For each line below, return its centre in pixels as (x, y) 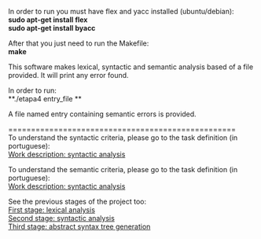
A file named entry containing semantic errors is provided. (102, 114)
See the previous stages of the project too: (77, 201)
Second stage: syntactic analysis (62, 218)
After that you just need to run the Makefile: (79, 43)
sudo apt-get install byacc (52, 28)
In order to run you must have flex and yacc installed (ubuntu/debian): (121, 11)
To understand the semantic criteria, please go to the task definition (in (123, 169)
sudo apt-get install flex (48, 20)
